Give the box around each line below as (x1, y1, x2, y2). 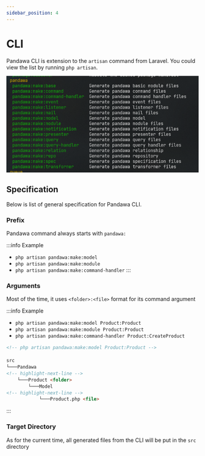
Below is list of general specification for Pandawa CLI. (6, 200, 142, 208)
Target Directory (6, 422, 56, 431)
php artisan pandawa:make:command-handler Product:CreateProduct (15, 333, 185, 339)
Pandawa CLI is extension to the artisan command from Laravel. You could (6, 57, 196, 64)
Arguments (6, 281, 41, 290)
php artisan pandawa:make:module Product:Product (15, 327, 145, 333)
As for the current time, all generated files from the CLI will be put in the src (6, 436, 196, 444)
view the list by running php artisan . (6, 63, 98, 71)
